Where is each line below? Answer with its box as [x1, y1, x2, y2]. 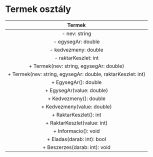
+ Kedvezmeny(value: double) [41, 103, 112, 110]
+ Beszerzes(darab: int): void [42, 143, 111, 150]
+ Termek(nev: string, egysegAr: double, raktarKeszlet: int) [7, 70, 146, 77]
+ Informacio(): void [53, 127, 100, 134]
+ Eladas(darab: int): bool [46, 135, 106, 142]
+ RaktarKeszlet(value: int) [45, 119, 108, 126]
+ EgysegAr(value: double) [44, 86, 108, 93]
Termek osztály [5, 3, 71, 15]
